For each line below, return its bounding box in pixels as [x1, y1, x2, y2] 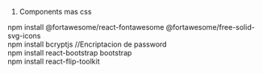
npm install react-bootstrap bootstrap [7, 48, 132, 57]
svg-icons [7, 31, 41, 40]
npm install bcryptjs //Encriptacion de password [7, 39, 167, 49]
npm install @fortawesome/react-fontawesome [7, 23, 165, 31]
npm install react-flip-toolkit [7, 56, 100, 66]
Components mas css [19, 7, 92, 16]
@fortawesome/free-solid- [165, 23, 255, 31]
